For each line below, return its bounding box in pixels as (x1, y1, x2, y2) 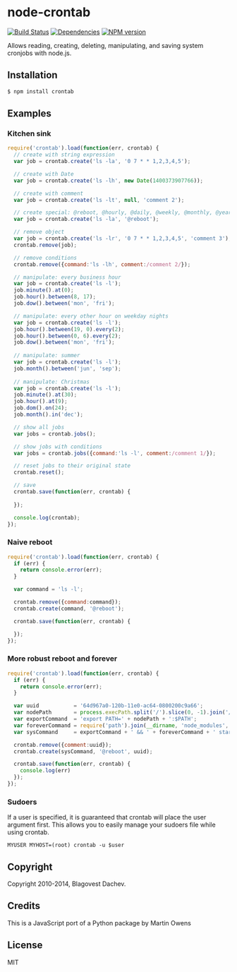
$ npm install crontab (7, 88, 74, 95)
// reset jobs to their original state (13, 462, 131, 469)
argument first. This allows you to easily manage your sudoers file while (7, 820, 217, 829)
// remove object (13, 229, 65, 236)
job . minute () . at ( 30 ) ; (13, 391, 78, 399)
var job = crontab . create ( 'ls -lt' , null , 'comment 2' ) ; (13, 196, 185, 203)
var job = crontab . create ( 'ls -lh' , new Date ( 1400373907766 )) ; (13, 177, 204, 184)
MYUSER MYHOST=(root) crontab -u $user (7, 841, 125, 849)
